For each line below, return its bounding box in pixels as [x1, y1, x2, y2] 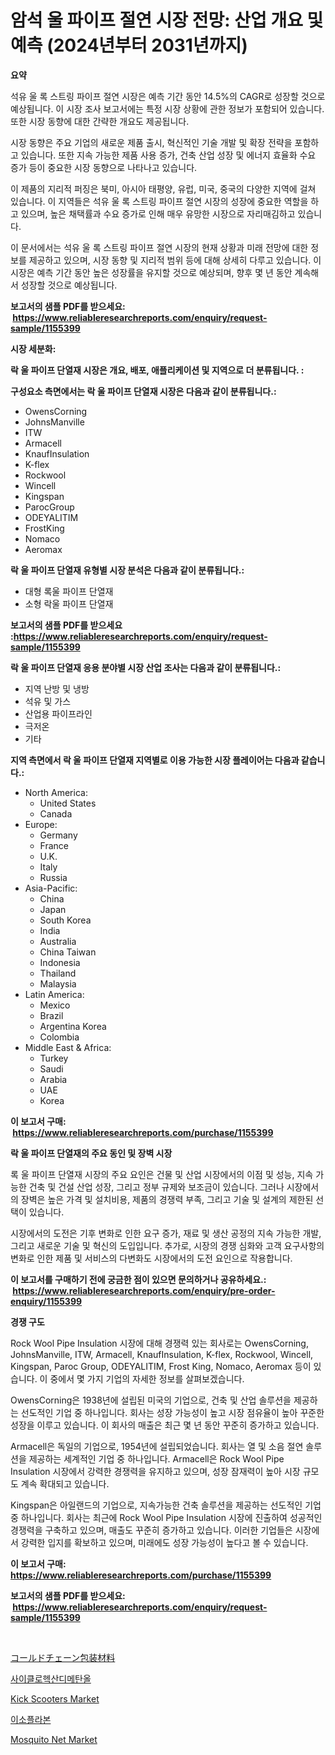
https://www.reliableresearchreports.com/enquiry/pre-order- [12, 1284, 276, 1296]
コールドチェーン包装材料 [10, 1651, 116, 1663]
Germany [39, 829, 78, 841]
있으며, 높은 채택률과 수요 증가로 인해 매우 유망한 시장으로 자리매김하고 [20, 207, 296, 220]
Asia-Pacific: [24, 882, 78, 894]
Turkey [39, 1052, 69, 1064]
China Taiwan [39, 946, 97, 958]
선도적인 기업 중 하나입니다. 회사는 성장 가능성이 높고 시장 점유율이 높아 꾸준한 [20, 1406, 325, 1418]
